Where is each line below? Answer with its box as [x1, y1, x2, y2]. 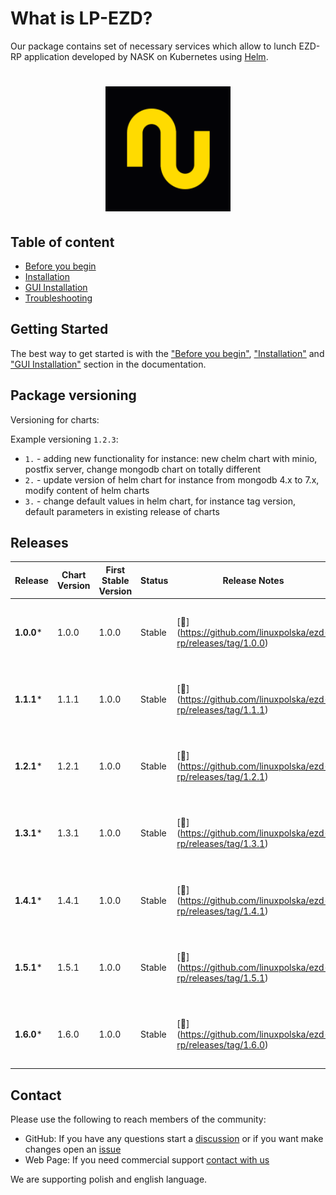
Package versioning [10, 387, 137, 404]
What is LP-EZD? [10, 7, 153, 30]
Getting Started [10, 321, 109, 338]
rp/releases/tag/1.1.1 [176, 703, 266, 716]
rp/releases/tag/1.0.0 [176, 637, 266, 649]
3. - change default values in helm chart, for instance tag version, [24, 495, 296, 507]
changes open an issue [24, 1143, 122, 1155]
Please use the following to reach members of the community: [10, 1113, 267, 1125]
